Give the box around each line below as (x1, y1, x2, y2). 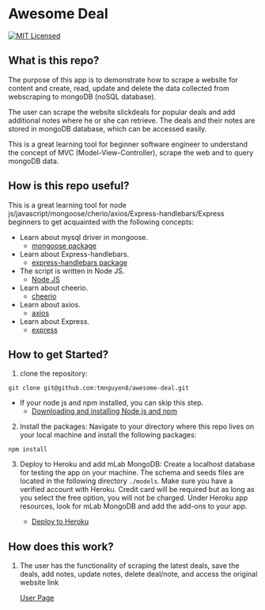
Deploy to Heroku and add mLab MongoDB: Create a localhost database (19, 459, 256, 469)
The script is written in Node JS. (19, 266, 125, 276)
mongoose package (31, 241, 97, 250)
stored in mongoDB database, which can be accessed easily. (8, 124, 207, 133)
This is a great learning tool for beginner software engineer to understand (8, 139, 248, 149)
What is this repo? (8, 54, 100, 67)
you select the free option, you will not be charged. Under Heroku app (19, 493, 248, 503)
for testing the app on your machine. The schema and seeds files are (19, 468, 245, 478)
